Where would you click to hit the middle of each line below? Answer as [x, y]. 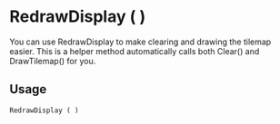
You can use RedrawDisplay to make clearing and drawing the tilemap [140, 42]
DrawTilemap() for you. [53, 61]
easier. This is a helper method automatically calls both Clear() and [135, 51]
